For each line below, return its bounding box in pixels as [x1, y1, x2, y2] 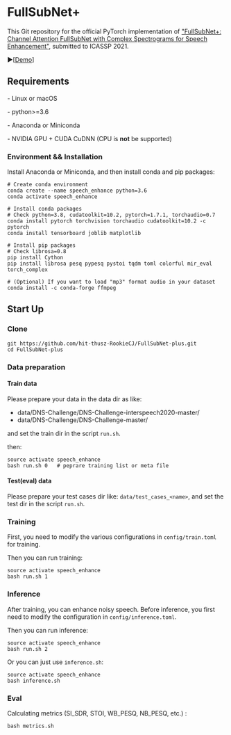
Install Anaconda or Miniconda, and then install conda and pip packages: [7, 168, 215, 176]
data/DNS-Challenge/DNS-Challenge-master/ [17, 415, 148, 424]
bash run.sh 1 [7, 573, 49, 581]
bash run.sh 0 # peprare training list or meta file [7, 462, 169, 469]
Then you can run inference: [7, 626, 89, 634]
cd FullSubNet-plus [7, 346, 64, 353]
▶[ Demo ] [7, 55, 35, 63]
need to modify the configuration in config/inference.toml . [7, 613, 177, 621]
